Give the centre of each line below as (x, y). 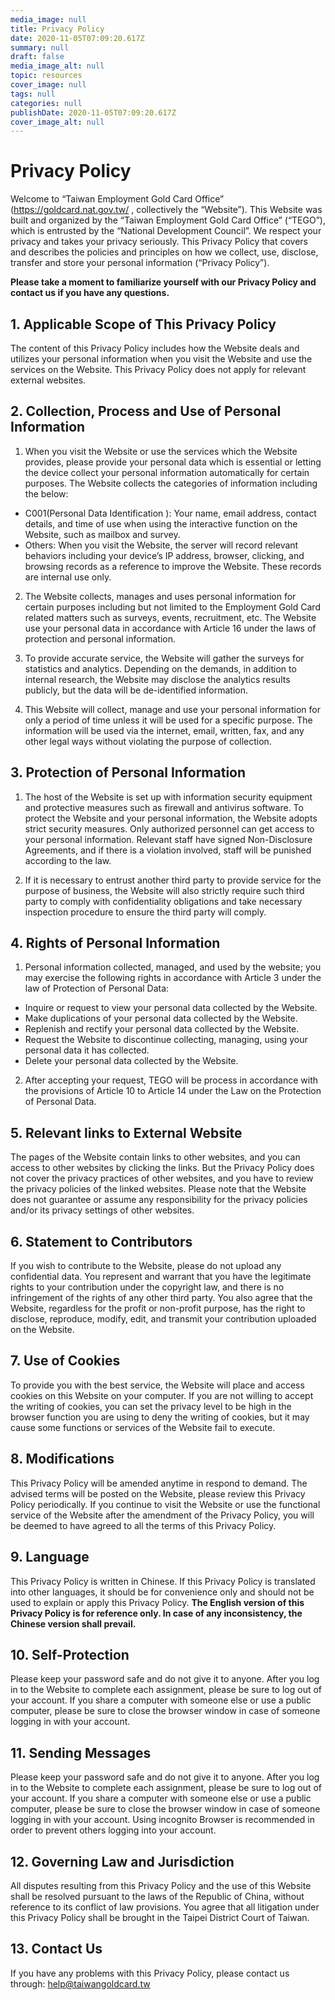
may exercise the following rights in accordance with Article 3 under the (173, 978)
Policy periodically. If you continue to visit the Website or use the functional (165, 1504)
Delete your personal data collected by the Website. (131, 1061)
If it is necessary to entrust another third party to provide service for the (173, 880)
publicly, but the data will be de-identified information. (136, 690)
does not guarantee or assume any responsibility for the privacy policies (159, 1200)
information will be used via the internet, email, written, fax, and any (164, 730)
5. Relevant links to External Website (126, 1132)
